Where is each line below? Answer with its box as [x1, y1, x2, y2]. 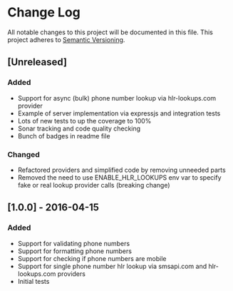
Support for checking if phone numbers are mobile [17, 254, 167, 262]
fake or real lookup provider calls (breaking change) [17, 180, 170, 189]
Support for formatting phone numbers [17, 247, 132, 255]
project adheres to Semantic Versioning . [7, 35, 125, 44]
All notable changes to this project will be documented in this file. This [7, 28, 214, 36]
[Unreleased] [7, 56, 68, 68]
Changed [7, 149, 41, 159]
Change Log [7, 4, 81, 21]
